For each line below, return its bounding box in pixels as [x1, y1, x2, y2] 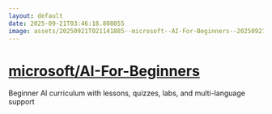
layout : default [8, 11, 63, 20]
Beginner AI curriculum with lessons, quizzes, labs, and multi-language [8, 88, 245, 98]
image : [8, 27, 31, 35]
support [8, 97, 35, 107]
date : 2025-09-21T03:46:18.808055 [8, 19, 125, 27]
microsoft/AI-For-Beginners [8, 61, 201, 80]
